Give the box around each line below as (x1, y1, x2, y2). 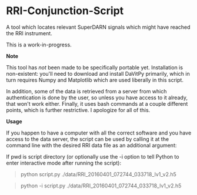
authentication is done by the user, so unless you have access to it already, (6, 94, 188, 101)
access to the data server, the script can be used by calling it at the (6, 135, 169, 142)
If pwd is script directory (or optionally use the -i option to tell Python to (6, 153, 179, 160)
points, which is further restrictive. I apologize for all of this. (6, 106, 151, 113)
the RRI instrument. (6, 29, 53, 36)
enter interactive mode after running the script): (6, 159, 122, 166)
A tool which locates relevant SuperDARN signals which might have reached (6, 23, 191, 31)
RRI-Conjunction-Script (6, 4, 124, 18)
